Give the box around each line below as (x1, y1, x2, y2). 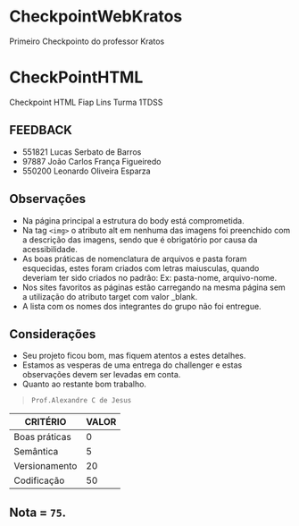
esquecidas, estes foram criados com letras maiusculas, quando (21, 262, 260, 274)
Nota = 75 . (9, 505, 67, 520)
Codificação (13, 474, 65, 487)
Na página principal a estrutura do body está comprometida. (21, 215, 245, 225)
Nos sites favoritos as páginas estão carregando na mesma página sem (21, 282, 286, 293)
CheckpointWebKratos (9, 6, 183, 27)
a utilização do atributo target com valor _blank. (21, 291, 198, 301)
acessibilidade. (21, 243, 78, 254)
